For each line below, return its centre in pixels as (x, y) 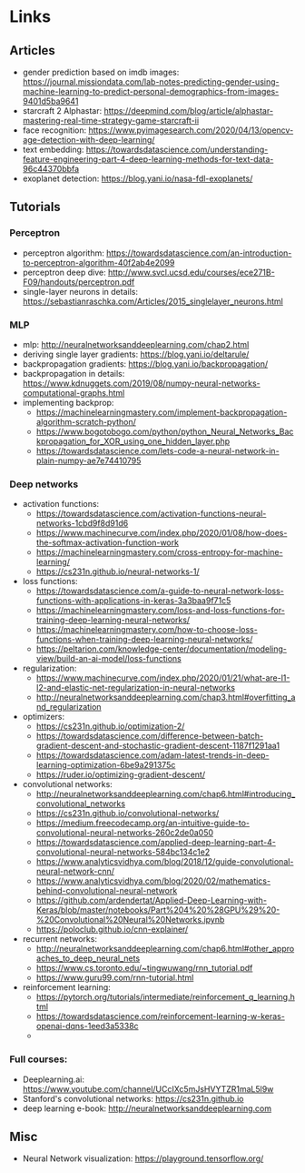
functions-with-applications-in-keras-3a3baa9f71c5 (133, 601)
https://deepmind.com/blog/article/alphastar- (189, 111)
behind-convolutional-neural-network (107, 891)
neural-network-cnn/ (75, 872)
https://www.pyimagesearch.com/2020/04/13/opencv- (191, 130)
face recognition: (54, 130)
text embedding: (53, 149)
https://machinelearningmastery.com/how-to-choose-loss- (147, 630)
